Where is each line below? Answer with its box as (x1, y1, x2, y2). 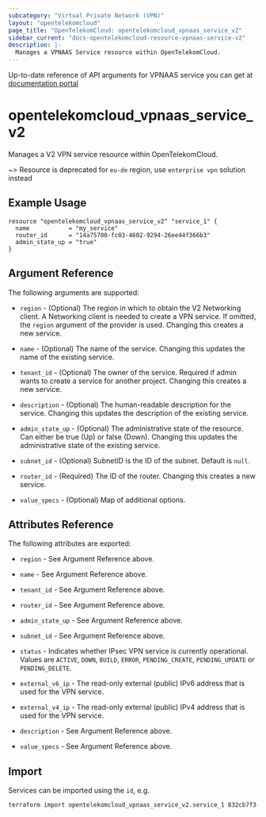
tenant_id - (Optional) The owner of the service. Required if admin (19, 367, 237, 377)
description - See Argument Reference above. (19, 727, 173, 736)
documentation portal (8, 79, 79, 88)
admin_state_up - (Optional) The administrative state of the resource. (19, 424, 244, 433)
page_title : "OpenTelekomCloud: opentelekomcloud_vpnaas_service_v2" (8, 26, 243, 34)
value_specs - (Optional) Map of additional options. (19, 495, 186, 504)
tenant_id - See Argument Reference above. (19, 585, 165, 595)
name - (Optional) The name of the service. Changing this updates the (19, 343, 245, 353)
